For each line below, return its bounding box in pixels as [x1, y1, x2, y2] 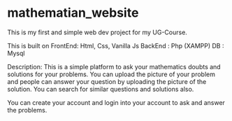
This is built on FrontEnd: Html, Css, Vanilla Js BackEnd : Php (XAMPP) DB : [7, 41, 224, 50]
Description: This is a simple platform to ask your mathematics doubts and [7, 62, 222, 71]
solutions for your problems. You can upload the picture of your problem [7, 70, 215, 78]
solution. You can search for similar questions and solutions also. [7, 85, 194, 93]
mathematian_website [7, 5, 139, 21]
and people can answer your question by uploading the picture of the [7, 77, 207, 85]
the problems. [7, 106, 48, 114]
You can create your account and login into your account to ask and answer [7, 98, 226, 106]
